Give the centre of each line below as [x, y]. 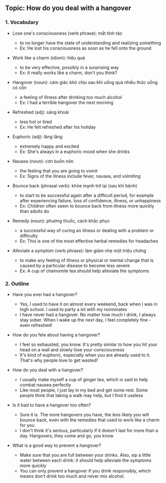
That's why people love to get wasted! [59, 360]
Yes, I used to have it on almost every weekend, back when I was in [88, 304]
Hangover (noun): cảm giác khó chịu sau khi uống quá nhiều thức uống [85, 82]
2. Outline [17, 284]
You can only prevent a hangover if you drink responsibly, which [85, 471]
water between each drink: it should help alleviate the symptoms [85, 460]
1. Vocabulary [22, 22]
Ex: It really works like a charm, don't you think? [68, 73]
